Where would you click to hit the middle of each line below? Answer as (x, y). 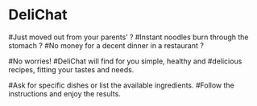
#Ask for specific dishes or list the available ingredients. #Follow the (122, 85)
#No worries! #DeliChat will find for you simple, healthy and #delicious (125, 61)
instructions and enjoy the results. (64, 93)
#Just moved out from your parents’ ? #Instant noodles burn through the (128, 37)
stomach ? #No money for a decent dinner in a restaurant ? (106, 45)
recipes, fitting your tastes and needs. (71, 69)
